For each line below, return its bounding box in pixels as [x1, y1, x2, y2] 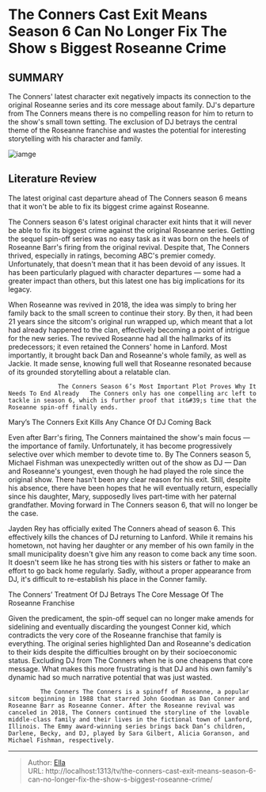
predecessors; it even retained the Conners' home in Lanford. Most [8, 342, 227, 351]
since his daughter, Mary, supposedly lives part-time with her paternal [8, 492, 237, 501]
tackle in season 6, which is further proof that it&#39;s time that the [8, 396, 257, 404]
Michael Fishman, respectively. [8, 736, 115, 744]
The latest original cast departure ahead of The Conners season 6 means [8, 193, 248, 203]
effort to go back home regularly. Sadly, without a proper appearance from [8, 565, 252, 576]
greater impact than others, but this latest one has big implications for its [8, 276, 245, 285]
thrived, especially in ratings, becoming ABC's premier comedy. [8, 251, 216, 260]
